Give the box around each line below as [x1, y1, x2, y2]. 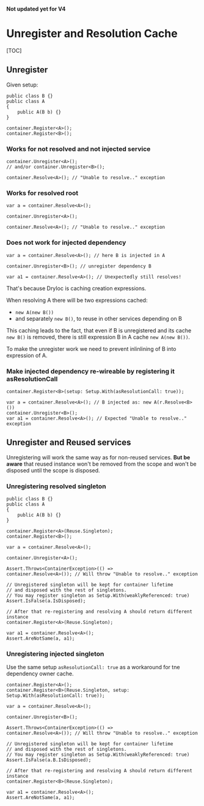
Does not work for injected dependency [6, 239, 126, 247]
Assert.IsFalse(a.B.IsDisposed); [6, 757, 92, 763]
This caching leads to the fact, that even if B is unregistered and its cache [6, 326, 192, 334]
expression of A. [6, 351, 48, 359]
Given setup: [6, 81, 38, 88]
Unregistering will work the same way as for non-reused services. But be [6, 453, 191, 461]
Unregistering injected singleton [6, 650, 104, 658]
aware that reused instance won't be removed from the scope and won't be [6, 460, 197, 467]
